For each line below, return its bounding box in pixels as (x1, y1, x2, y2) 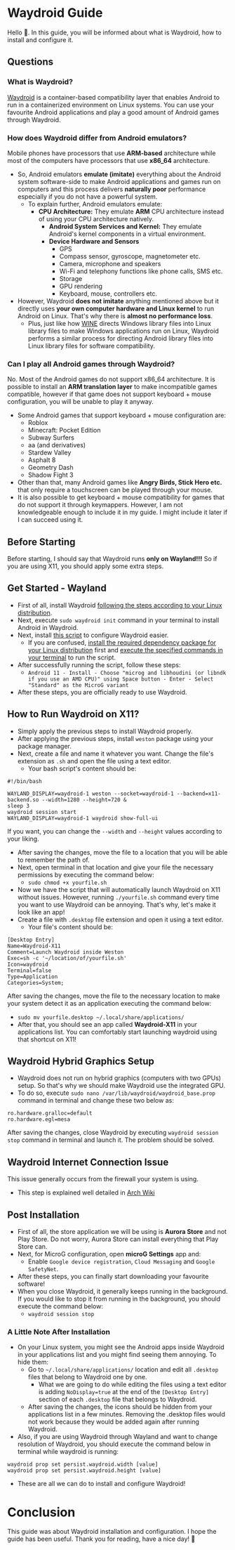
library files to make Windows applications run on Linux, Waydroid (27, 327, 220, 335)
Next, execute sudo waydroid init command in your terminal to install (17, 616, 220, 624)
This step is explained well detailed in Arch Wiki (17, 1188, 156, 1197)
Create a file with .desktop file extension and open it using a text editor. (17, 915, 224, 924)
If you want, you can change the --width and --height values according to (7, 827, 222, 835)
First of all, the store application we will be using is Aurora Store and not (17, 1228, 227, 1236)
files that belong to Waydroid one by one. (27, 1373, 147, 1381)
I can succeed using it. (17, 515, 83, 524)
